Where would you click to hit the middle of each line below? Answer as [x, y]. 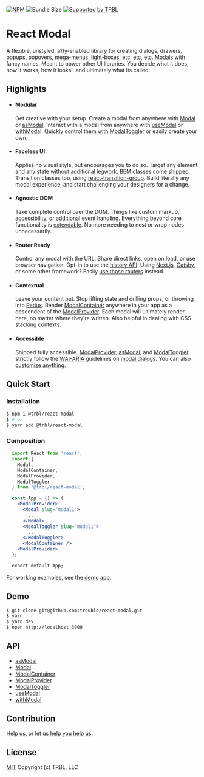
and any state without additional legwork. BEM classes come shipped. [103, 171]
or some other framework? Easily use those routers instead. [90, 272]
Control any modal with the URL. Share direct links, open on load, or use [105, 259]
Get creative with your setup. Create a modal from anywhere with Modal [105, 118]
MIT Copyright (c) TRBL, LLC [42, 767]
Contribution [31, 719]
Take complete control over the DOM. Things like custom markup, [97, 211]
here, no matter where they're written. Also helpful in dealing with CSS [103, 318]
